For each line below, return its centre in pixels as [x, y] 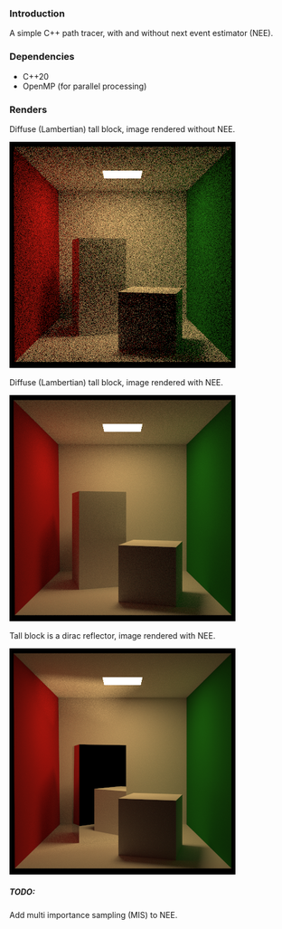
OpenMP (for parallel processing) [85, 86]
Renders [28, 109]
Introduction [37, 14]
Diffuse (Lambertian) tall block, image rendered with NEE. [117, 382]
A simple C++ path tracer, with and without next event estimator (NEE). [141, 33]
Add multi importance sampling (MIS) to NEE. [94, 915]
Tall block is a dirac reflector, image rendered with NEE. [113, 635]
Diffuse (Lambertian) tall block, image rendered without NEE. [122, 128]
